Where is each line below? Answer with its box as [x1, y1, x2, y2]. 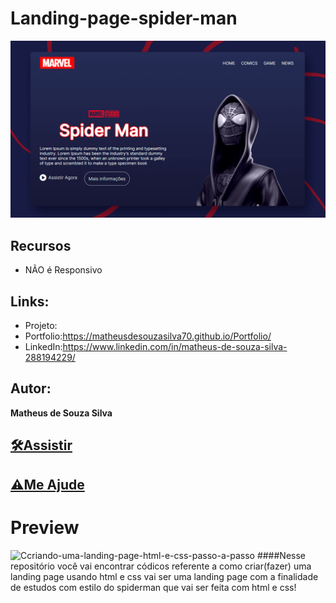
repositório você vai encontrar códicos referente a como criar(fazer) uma [10, 560, 312, 572]
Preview [10, 516, 80, 539]
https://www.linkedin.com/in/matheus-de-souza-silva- [62, 341, 288, 353]
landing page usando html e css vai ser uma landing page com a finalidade [10, 570, 319, 582]
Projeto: [24, 320, 58, 332]
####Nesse [256, 549, 307, 561]
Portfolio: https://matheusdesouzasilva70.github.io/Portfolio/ [24, 330, 272, 342]
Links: [10, 293, 50, 310]
